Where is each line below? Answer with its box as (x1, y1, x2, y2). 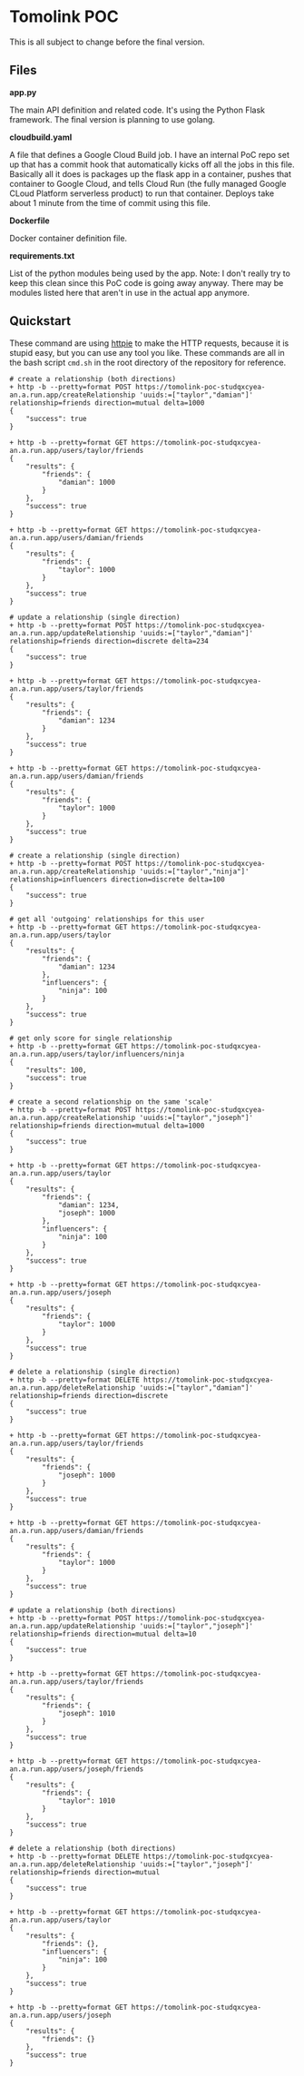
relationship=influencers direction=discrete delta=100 (9, 874, 225, 884)
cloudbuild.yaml (9, 132, 73, 143)
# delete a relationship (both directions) (9, 1844, 177, 1853)
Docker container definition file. (9, 232, 128, 243)
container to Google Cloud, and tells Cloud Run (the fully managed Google (9, 178, 287, 189)
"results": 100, (25, 1065, 88, 1075)
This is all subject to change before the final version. (9, 36, 206, 47)
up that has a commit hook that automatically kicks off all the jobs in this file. (9, 159, 295, 170)
